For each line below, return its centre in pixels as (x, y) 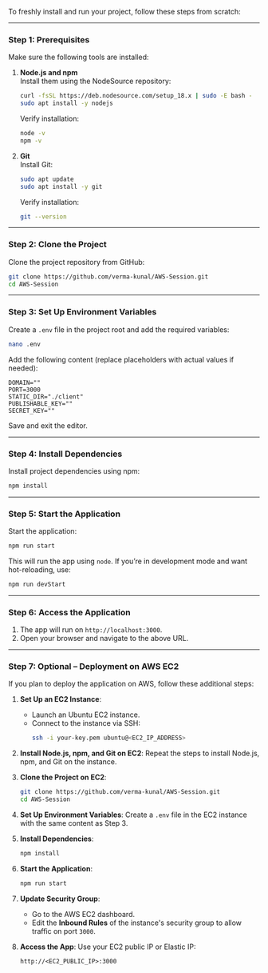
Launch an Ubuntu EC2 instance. (86, 715)
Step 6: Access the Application (69, 612)
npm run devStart (37, 584)
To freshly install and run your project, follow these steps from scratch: (124, 12)
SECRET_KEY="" (32, 410)
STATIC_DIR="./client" (46, 396)
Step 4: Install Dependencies (65, 454)
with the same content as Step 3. (74, 823)
